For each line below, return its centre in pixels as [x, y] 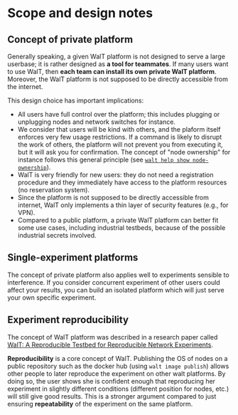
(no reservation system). [54, 190]
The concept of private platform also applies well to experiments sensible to [118, 275]
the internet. [25, 86]
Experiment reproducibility [68, 320]
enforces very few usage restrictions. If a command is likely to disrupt [120, 137]
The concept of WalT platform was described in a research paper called [113, 337]
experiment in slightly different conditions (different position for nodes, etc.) [118, 389]
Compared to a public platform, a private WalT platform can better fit [118, 220]
